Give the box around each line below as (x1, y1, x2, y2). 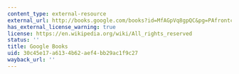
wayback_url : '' (7, 56, 55, 63)
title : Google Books (7, 43, 69, 50)
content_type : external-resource (7, 10, 107, 18)
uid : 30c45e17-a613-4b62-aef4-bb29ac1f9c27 (7, 50, 139, 57)
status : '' (7, 37, 40, 44)
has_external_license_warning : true (7, 23, 116, 30)
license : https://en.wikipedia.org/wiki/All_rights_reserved (7, 30, 193, 37)
